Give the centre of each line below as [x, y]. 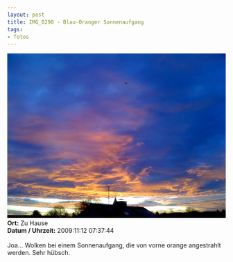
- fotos [18, 37]
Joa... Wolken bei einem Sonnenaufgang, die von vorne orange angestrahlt [114, 245]
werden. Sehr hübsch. [39, 252]
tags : [15, 29]
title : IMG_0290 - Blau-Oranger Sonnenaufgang [76, 22]
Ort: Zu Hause [28, 223]
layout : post [26, 15]
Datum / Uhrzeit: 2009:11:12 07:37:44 [61, 230]
